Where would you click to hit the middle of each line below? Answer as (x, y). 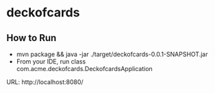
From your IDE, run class (51, 62)
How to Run (31, 38)
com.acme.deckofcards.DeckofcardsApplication (85, 69)
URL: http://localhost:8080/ (45, 82)
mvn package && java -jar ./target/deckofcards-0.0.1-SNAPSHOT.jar (112, 54)
